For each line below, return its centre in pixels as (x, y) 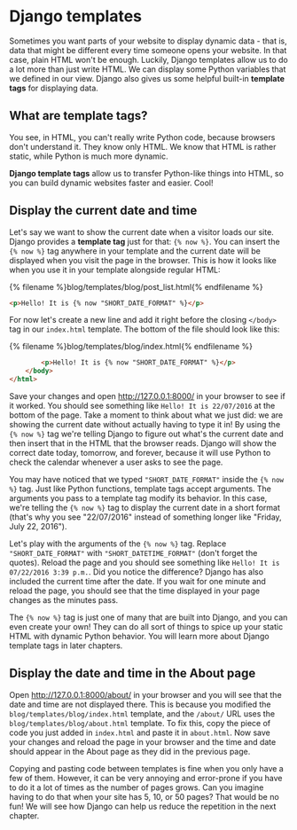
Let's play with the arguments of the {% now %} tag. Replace (118, 544)
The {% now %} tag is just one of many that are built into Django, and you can (148, 617)
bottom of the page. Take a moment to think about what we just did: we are (146, 415)
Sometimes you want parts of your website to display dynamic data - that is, (148, 41)
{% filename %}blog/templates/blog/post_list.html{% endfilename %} (136, 286)
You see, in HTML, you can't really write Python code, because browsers (142, 137)
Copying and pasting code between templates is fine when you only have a (146, 768)
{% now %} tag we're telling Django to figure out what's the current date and (146, 434)
